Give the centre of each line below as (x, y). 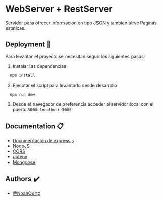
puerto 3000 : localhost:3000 (42, 109)
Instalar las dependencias (40, 66)
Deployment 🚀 (28, 44)
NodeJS (21, 146)
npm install (23, 75)
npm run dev (23, 94)
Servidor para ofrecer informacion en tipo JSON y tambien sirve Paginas (81, 23)
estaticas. (15, 28)
